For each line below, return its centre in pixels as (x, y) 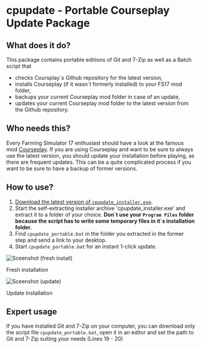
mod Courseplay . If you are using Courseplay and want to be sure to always (100, 149)
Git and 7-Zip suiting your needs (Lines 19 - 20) (65, 339)
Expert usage (32, 312)
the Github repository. (42, 109)
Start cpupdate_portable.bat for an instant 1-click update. (86, 246)
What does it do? (38, 45)
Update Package (48, 23)
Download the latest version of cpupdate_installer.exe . (84, 202)
